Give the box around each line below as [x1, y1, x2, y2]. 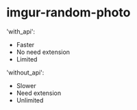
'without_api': [6, 68, 45, 77]
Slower [16, 81, 36, 90]
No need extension [16, 48, 70, 56]
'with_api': [6, 27, 36, 36]
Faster [16, 40, 35, 49]
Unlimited [16, 96, 44, 104]
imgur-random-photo [6, 5, 131, 20]
